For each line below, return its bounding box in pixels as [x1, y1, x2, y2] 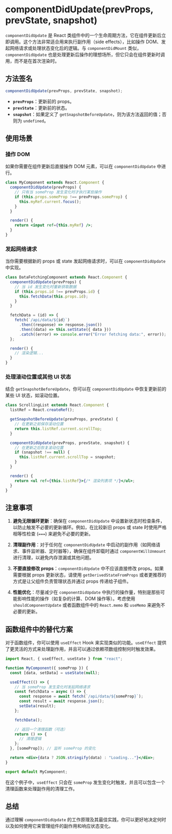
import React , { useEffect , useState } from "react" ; [5, 656, 123, 661]
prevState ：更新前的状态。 [12, 104, 70, 111]
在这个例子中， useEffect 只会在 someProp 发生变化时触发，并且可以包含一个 [5, 779, 165, 785]
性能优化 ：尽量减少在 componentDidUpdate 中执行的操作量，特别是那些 [12, 589, 161, 596]
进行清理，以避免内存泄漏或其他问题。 [12, 554, 94, 561]
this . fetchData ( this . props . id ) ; [18, 294, 88, 299]
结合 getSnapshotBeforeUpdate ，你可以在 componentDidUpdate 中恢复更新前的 [5, 386, 167, 392]
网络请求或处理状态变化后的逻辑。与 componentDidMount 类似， [9, 45, 142, 51]
